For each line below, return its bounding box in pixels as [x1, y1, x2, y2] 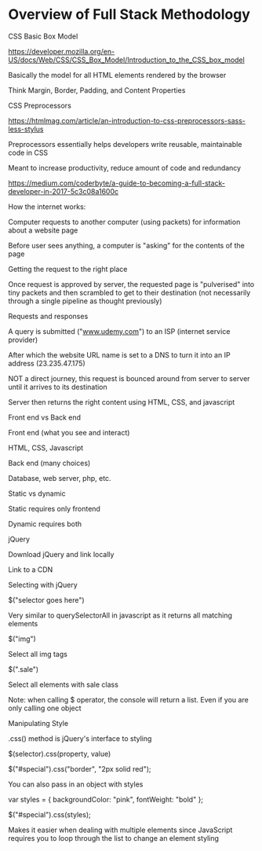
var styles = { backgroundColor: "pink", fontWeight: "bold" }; [8, 794, 204, 804]
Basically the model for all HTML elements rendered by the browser [8, 70, 227, 79]
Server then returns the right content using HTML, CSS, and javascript [8, 397, 235, 406]
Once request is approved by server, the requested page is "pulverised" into [8, 279, 255, 288]
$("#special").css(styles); [8, 809, 92, 819]
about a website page [8, 226, 78, 235]
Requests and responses [8, 311, 89, 321]
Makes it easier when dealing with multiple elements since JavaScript [8, 825, 233, 834]
